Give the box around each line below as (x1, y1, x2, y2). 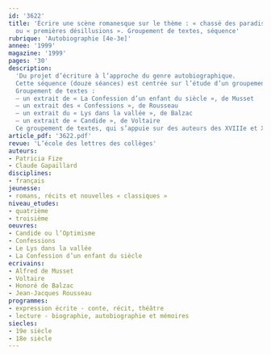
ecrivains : (8, 259, 45, 267)
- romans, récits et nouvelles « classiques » (8, 191, 168, 200)
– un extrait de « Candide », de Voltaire (15, 117, 161, 125)
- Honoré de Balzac (8, 282, 74, 290)
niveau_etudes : (8, 199, 60, 207)
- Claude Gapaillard (8, 162, 78, 170)
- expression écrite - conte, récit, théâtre (8, 304, 164, 312)
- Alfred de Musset (8, 267, 74, 275)
